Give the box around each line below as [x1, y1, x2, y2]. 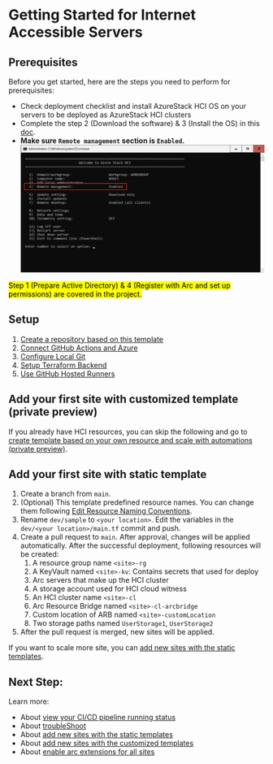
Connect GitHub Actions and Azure [19, 343, 138, 353]
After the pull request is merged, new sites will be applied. [19, 627, 215, 637]
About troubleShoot [19, 721, 87, 731]
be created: [19, 549, 59, 559]
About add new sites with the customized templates [19, 738, 194, 749]
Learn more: [8, 697, 50, 706]
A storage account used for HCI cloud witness [32, 584, 187, 594]
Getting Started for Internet [8, 6, 197, 24]
